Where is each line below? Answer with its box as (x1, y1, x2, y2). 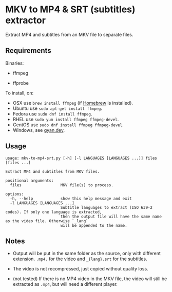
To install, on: (5, 90, 34, 96)
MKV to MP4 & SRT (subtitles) (5, 4, 136, 15)
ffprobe (12, 80, 29, 86)
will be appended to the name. (60, 223, 127, 228)
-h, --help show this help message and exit (10, 196, 132, 201)
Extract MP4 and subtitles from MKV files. (5, 169, 100, 174)
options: (5, 191, 24, 197)
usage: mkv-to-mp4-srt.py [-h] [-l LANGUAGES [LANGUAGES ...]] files (5, 155, 158, 161)
